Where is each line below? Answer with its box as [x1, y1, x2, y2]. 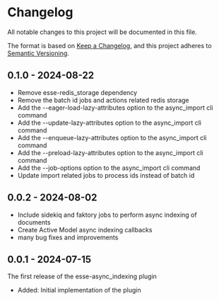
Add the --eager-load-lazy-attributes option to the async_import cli [17, 103, 213, 112]
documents [17, 217, 51, 227]
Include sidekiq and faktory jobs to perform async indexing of [17, 210, 197, 219]
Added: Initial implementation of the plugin [17, 286, 141, 295]
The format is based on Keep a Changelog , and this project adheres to [7, 41, 212, 50]
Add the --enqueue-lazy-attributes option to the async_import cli [17, 133, 207, 142]
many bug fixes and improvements [17, 233, 119, 242]
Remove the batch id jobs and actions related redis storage [17, 96, 189, 104]
